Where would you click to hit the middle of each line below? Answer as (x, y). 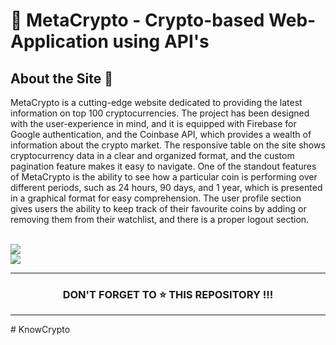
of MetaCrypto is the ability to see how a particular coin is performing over (164, 177)
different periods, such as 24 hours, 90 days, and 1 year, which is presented (166, 187)
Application (59, 41)
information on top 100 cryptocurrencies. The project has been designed (160, 113)
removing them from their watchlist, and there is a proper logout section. (160, 219)
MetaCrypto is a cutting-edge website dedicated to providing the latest (156, 102)
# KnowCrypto (40, 330)
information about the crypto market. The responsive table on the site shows (168, 145)
